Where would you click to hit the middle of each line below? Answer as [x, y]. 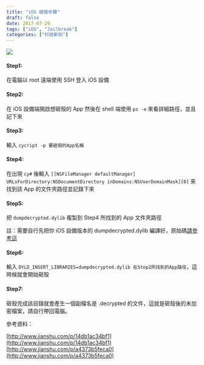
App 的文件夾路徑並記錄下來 [59, 189]
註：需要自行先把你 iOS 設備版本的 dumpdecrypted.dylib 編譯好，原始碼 [97, 231]
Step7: [15, 289]
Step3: [15, 131]
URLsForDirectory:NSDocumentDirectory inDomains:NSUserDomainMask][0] [98, 182]
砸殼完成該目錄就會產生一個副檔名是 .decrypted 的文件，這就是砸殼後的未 [99, 303]
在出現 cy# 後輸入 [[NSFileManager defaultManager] [71, 173]
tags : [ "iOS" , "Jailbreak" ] [42, 29]
